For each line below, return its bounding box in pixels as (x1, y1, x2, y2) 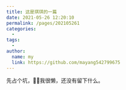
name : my (12, 54, 34, 60)
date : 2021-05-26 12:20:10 (6, 14, 75, 21)
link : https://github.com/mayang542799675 (12, 59, 121, 65)
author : (6, 48, 26, 54)
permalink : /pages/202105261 (6, 20, 80, 26)
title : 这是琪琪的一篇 (6, 8, 58, 15)
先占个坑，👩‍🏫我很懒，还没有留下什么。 (6, 77, 104, 84)
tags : (6, 37, 20, 43)
